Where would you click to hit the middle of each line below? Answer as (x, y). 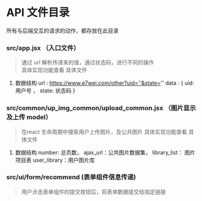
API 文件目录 (38, 13)
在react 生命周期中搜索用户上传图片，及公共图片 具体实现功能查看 (104, 131)
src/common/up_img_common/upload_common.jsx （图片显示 (101, 108)
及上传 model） (29, 117)
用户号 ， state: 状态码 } (45, 91)
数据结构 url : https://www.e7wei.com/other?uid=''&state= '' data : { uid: (104, 83)
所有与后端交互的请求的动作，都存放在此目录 (63, 31)
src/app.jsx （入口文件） (43, 48)
